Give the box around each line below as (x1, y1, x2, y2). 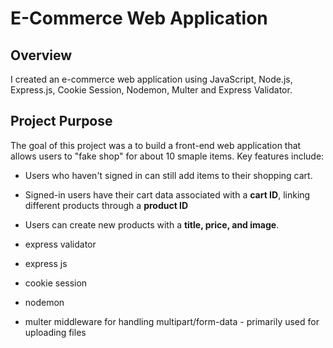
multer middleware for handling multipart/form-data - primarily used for (24, 315, 320, 327)
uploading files (24, 326, 87, 338)
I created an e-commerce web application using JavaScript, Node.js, (10, 73, 293, 85)
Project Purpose (10, 113, 113, 130)
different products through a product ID (24, 199, 189, 211)
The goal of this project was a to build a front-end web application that (10, 139, 302, 151)
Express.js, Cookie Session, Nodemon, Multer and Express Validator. (10, 84, 293, 96)
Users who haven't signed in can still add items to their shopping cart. (24, 169, 313, 181)
